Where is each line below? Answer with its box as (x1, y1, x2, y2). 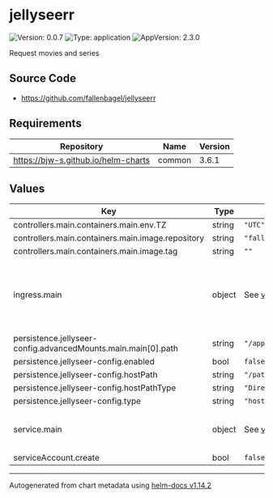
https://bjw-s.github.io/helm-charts (13, 154, 151, 165)
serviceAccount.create (13, 452, 100, 463)
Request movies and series (9, 48, 100, 57)
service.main (13, 424, 63, 435)
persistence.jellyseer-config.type (13, 395, 141, 406)
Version (198, 140, 230, 151)
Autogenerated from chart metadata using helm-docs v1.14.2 (9, 480, 211, 491)
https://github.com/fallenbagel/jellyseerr (20, 93, 156, 103)
